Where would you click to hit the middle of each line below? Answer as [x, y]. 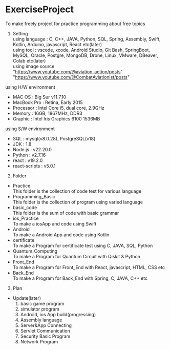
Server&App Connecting [46, 325]
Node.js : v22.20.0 [32, 149]
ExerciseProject [40, 9]
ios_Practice [26, 218]
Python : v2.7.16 [29, 155]
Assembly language [41, 320]
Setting [20, 33]
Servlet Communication [45, 331]
